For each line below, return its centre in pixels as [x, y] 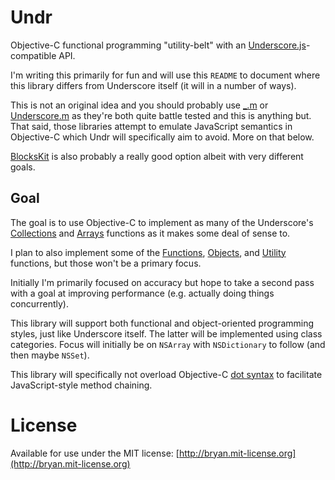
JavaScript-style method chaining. [81, 385]
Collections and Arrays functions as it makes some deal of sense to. [150, 233]
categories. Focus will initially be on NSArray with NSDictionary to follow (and [168, 344]
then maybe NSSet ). [50, 355]
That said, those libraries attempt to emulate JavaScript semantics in [151, 126]
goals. [23, 167]
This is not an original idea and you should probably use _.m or [139, 105]
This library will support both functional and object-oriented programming [162, 323]
